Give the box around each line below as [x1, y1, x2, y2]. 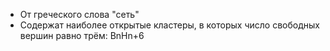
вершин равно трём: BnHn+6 [19, 30, 145, 41]
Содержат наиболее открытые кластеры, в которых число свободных [19, 19, 320, 31]
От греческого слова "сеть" [19, 9, 140, 20]
